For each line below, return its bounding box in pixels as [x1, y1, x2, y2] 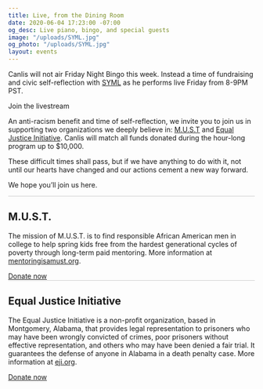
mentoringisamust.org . [8, 256, 81, 265]
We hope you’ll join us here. [8, 180, 98, 189]
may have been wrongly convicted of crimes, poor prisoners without [8, 332, 229, 341]
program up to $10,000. [8, 142, 85, 151]
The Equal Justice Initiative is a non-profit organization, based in [8, 315, 216, 325]
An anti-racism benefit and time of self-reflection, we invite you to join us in [8, 117, 252, 125]
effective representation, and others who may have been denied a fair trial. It [8, 340, 255, 350]
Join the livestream [8, 101, 70, 111]
